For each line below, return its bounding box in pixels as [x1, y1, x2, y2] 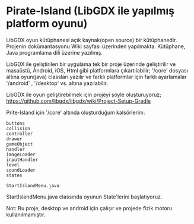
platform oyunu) [6, 17, 88, 30]
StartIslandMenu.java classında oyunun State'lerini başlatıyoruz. [6, 193, 163, 200]
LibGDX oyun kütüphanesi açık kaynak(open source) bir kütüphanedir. [6, 36, 177, 43]
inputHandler [6, 156, 39, 163]
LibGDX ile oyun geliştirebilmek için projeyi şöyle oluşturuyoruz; [6, 91, 162, 98]
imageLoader [6, 152, 36, 157]
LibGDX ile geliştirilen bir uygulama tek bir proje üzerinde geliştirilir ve [6, 61, 176, 68]
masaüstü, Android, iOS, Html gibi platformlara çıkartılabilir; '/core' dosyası [6, 67, 189, 74]
